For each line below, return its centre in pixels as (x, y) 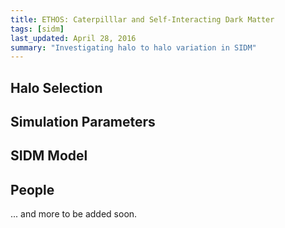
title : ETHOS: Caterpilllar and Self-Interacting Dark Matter (142, 19)
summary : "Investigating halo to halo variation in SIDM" (133, 47)
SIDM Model (49, 156)
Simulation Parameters (83, 122)
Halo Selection (56, 87)
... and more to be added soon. (74, 214)
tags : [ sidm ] (37, 29)
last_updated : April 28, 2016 (73, 38)
